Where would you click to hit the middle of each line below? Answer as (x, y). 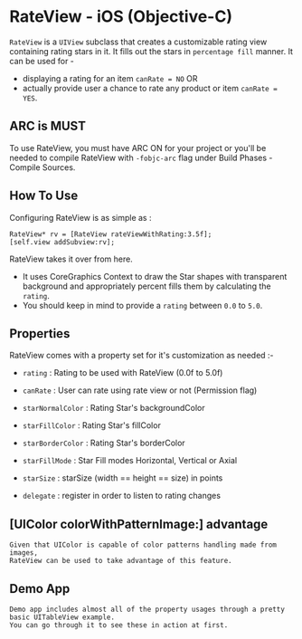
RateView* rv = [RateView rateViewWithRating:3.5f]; (111, 234)
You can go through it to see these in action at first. (119, 625)
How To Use (44, 196)
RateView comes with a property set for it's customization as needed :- (142, 356)
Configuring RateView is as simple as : (80, 217)
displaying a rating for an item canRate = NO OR (110, 78)
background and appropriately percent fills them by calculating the (146, 286)
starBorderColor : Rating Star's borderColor (104, 443)
